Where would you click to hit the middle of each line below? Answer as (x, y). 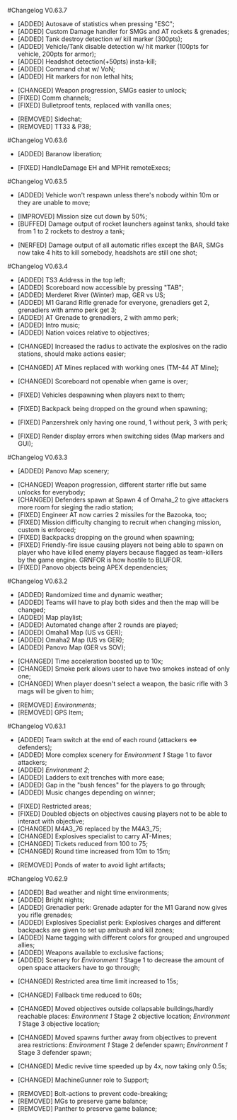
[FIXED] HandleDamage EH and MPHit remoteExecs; (94, 168)
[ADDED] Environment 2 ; (53, 770)
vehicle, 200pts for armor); (57, 54)
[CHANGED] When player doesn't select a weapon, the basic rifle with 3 (123, 683)
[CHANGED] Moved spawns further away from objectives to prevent (117, 1037)
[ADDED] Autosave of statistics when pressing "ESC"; (96, 24)
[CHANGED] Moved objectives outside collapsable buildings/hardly (115, 1009)
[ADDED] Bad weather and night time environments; (93, 892)
